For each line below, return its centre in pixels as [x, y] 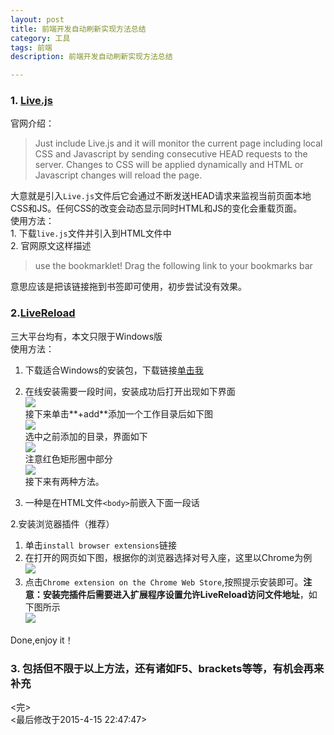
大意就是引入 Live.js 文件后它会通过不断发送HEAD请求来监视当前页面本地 [161, 196]
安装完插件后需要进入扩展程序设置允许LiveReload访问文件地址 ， [175, 594]
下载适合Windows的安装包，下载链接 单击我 [114, 370]
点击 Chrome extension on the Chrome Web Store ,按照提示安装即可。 [164, 582]
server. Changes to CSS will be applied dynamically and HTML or [169, 165]
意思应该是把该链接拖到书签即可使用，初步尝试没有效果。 [128, 287]
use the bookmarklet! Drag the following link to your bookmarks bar [173, 266]
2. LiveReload [43, 313]
